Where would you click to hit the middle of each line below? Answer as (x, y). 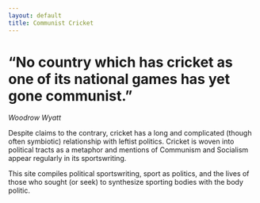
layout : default (35, 15)
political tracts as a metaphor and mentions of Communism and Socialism (128, 150)
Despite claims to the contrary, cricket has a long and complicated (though (130, 133)
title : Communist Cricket (51, 23)
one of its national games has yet (119, 79)
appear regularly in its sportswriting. (67, 159)
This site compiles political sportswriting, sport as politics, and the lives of (129, 174)
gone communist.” (71, 96)
